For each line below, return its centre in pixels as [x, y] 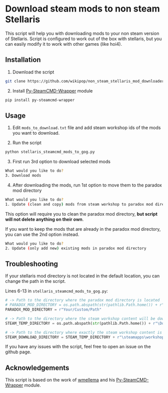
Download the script [33, 72]
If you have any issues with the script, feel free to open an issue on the [78, 347]
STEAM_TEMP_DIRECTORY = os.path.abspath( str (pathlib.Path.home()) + [78, 323]
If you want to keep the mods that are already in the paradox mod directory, [83, 229]
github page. [18, 352]
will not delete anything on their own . [44, 219]
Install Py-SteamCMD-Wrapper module [52, 90]
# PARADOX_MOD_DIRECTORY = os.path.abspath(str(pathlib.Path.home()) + [81, 305]
